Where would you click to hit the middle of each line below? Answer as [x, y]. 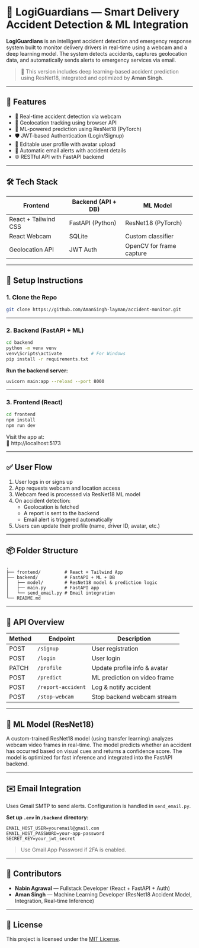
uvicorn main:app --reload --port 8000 [55, 381]
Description [134, 639]
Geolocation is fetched [51, 507]
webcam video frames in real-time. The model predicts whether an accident [99, 745]
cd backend [20, 343]
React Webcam [30, 236]
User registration [115, 649]
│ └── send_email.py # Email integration [61, 593]
